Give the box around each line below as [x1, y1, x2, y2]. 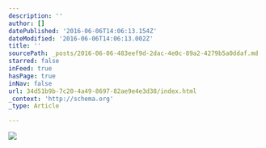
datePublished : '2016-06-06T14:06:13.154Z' [8, 27, 158, 35]
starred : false [8, 57, 60, 66]
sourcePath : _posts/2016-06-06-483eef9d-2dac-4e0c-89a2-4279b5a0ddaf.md [8, 49, 259, 57]
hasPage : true [8, 72, 57, 80]
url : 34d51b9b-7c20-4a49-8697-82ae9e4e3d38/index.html [8, 87, 197, 95]
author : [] [8, 19, 45, 27]
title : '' [8, 42, 42, 50]
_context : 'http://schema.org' [8, 95, 114, 103]
